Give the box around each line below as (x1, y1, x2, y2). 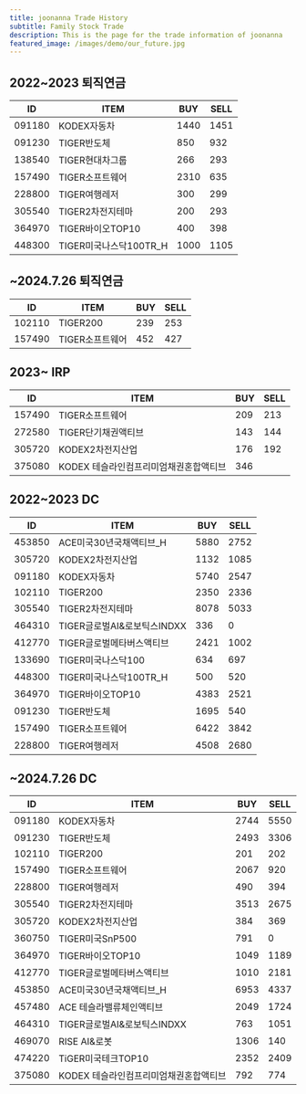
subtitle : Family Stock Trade (9, 22, 125, 31)
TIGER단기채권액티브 (58, 426, 144, 438)
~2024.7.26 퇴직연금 (9, 273, 124, 289)
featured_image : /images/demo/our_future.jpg (9, 38, 185, 48)
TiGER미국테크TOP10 (58, 1052, 149, 1065)
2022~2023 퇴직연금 (9, 75, 127, 90)
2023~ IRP (9, 364, 71, 380)
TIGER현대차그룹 (58, 154, 127, 167)
